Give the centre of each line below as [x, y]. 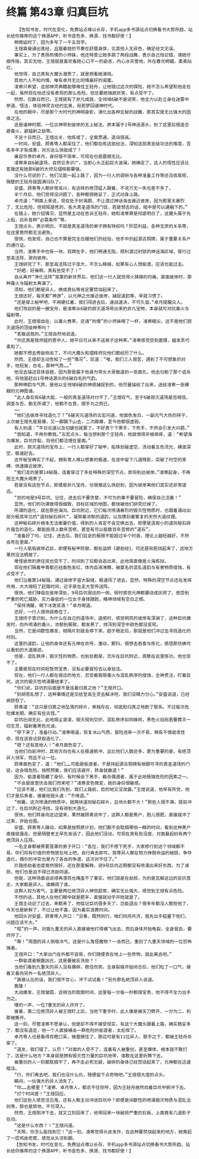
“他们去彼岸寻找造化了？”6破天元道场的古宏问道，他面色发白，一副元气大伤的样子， [102, 415]
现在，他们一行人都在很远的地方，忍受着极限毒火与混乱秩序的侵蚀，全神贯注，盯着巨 [102, 675]
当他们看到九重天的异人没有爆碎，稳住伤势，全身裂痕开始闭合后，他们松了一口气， [100, 967]
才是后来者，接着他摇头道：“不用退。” [50, 796]
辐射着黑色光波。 [41, 726]
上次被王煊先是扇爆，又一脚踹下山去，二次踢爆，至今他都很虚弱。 [75, 421]
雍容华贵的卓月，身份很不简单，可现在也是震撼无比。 [69, 156]
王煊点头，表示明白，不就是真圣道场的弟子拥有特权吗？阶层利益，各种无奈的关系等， [102, 226]
